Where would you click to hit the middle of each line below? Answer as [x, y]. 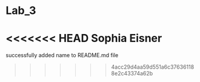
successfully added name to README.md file [62, 55]
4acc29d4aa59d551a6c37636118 [153, 67]
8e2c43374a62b [132, 73]
